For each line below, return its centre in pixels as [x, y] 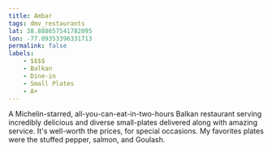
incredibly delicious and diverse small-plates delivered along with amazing [133, 123]
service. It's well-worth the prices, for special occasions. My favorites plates [136, 131]
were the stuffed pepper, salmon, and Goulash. [87, 140]
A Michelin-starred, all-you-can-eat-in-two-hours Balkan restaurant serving [135, 114]
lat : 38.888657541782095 [50, 31]
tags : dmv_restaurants [47, 23]
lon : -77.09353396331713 [50, 38]
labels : [22, 53]
